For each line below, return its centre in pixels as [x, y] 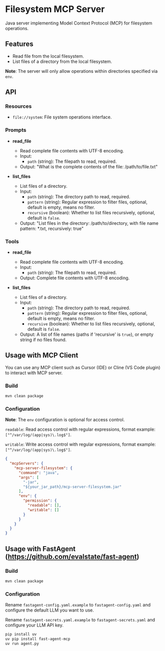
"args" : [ [28, 477]
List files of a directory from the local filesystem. [62, 61]
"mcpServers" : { [26, 464]
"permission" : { [40, 501]
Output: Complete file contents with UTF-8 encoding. [75, 278]
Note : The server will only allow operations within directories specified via [81, 71]
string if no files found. [43, 340]
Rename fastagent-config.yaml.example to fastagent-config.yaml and [78, 605]
